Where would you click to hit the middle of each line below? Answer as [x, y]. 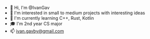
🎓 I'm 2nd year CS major [36, 24]
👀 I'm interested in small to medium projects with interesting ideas [77, 13]
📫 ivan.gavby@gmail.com [37, 31]
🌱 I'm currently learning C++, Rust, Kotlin [52, 18]
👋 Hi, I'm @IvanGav [30, 8]
